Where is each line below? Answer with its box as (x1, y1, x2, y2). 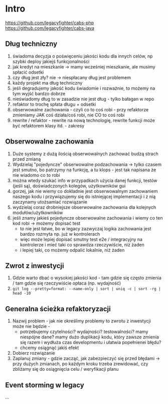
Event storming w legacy (5, 381, 84, 389)
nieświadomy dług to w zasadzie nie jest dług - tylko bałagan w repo (12, 96, 154, 102)
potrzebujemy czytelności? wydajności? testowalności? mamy (20, 328, 148, 335)
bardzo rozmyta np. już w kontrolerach (20, 231, 100, 237)
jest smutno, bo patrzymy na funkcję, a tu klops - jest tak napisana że (12, 167, 156, 173)
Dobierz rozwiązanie (12, 350, 55, 356)
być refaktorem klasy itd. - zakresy (12, 122, 85, 128)
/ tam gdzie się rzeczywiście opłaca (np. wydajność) (12, 280, 121, 286)
